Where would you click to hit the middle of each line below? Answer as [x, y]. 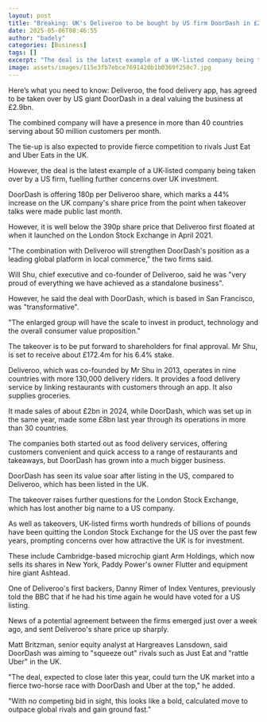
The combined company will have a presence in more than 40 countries [126, 122]
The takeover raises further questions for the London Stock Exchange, [123, 500]
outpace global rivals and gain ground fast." [80, 709]
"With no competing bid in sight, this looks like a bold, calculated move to [128, 700]
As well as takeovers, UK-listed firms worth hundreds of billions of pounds [130, 524]
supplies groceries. [40, 395]
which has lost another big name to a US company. [91, 508]
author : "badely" [37, 38]
